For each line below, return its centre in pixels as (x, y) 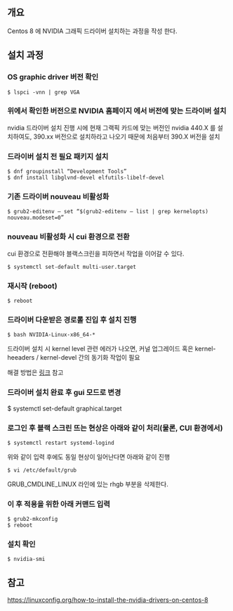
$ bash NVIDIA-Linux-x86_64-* (52, 335)
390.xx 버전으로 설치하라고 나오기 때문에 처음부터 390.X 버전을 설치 (127, 137)
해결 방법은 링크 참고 (35, 372)
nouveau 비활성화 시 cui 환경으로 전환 (68, 237)
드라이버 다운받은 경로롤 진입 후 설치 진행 (72, 320)
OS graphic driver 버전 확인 (53, 77)
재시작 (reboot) (32, 286)
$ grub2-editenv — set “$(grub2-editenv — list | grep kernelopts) (108, 212)
